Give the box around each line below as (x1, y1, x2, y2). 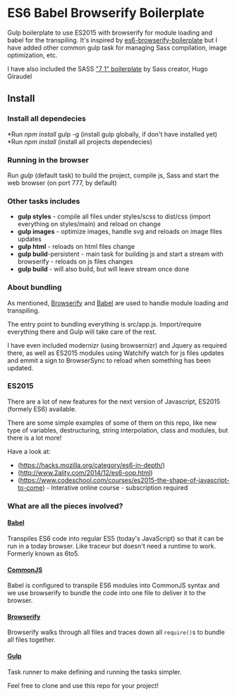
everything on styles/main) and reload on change (17, 220, 161, 228)
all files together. (7, 635, 56, 644)
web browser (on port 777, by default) (7, 178, 118, 187)
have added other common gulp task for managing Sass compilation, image (7, 43, 227, 52)
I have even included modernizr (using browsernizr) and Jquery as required (7, 341, 227, 349)
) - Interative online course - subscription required (42, 483, 188, 492)
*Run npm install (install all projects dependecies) (7, 137, 153, 146)
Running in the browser (7, 155, 90, 165)
